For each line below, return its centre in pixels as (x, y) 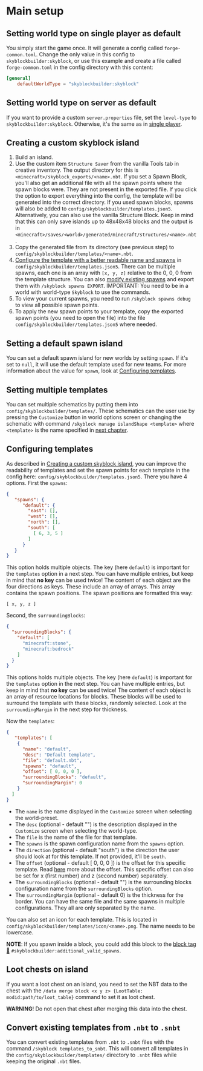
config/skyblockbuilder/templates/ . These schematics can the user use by (101, 411)
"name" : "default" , (47, 749)
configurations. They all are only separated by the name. (85, 908)
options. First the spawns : (37, 483)
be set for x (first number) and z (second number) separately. (91, 876)
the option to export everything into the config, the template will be (98, 196)
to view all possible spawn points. (57, 305)
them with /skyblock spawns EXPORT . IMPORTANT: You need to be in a (101, 286)
